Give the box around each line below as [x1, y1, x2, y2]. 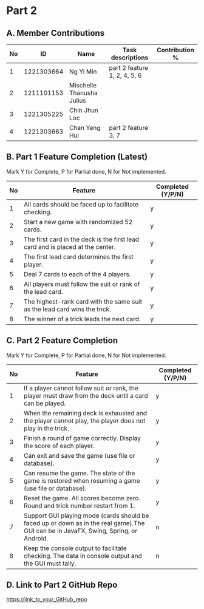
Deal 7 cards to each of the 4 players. [24, 270, 131, 278]
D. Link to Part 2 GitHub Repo [6, 580, 118, 590]
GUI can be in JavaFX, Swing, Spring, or [24, 526, 138, 535]
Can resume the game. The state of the [24, 469, 135, 477]
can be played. [24, 399, 66, 407]
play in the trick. [24, 424, 70, 432]
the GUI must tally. [24, 559, 76, 568]
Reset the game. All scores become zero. [24, 494, 141, 502]
